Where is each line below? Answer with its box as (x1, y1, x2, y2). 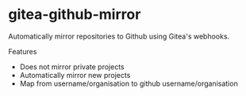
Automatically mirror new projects (19, 70, 131, 79)
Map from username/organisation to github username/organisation (19, 79, 238, 88)
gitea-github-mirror (8, 6, 141, 24)
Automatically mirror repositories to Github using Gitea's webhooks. (8, 31, 230, 41)
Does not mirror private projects (19, 61, 125, 72)
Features (8, 46, 37, 56)
